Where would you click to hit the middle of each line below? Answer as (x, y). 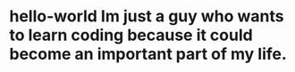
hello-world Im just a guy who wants (147, 16)
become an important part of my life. (148, 54)
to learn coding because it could (131, 35)
